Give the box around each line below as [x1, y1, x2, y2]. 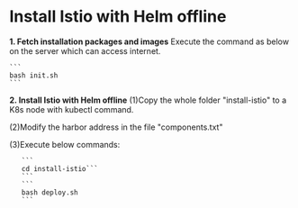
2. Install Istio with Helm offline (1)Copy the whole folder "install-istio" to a [9, 95, 287, 105]
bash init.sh [9, 70, 59, 80]
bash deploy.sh [21, 187, 78, 197]
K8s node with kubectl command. [9, 104, 134, 114]
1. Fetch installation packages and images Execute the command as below [9, 36, 290, 47]
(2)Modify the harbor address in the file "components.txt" [9, 122, 223, 132]
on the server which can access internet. [9, 45, 161, 56]
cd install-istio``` [21, 164, 99, 173]
